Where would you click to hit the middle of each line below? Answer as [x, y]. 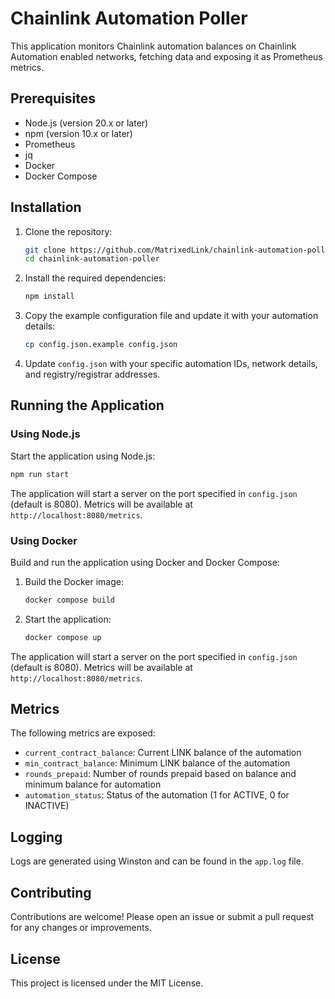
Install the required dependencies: [95, 278]
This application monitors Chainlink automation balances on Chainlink [153, 46]
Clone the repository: [68, 231]
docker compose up [63, 637]
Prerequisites [53, 98]
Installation [46, 207]
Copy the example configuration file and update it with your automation [171, 316]
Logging [36, 837]
